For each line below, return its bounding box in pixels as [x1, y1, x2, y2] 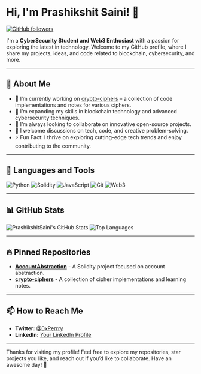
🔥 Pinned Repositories [6, 247, 91, 257]
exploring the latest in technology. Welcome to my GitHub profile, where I [6, 43, 187, 50]
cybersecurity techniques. [14, 114, 80, 121]
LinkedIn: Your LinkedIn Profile [14, 331, 92, 338]
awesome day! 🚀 [6, 361, 47, 368]
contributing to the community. [14, 142, 92, 149]
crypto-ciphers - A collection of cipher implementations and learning [14, 276, 187, 283]
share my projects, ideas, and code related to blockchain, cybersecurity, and [6, 49, 195, 56]
